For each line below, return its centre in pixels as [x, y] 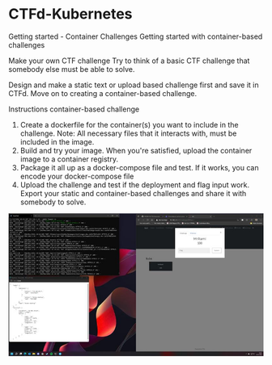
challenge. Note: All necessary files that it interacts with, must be [128, 133]
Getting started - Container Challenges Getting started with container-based [136, 36]
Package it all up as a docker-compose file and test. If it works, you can [139, 167]
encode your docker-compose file [77, 176]
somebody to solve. [53, 202]
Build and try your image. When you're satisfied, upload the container [136, 150]
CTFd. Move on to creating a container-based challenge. [103, 93]
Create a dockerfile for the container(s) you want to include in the [129, 124]
